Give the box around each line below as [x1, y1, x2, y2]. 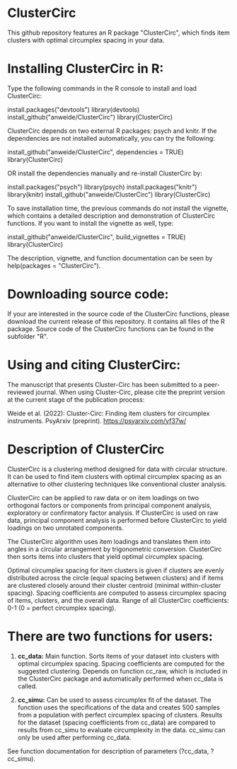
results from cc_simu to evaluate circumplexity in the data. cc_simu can [17, 725, 226, 734]
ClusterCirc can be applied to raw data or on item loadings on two [7, 493, 200, 502]
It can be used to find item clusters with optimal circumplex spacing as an [7, 472, 222, 480]
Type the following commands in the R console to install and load [7, 83, 197, 93]
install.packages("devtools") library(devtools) [7, 105, 140, 114]
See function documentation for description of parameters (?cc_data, [7, 746, 209, 755]
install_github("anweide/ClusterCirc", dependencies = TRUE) [7, 147, 184, 156]
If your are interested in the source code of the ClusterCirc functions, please [7, 309, 230, 318]
